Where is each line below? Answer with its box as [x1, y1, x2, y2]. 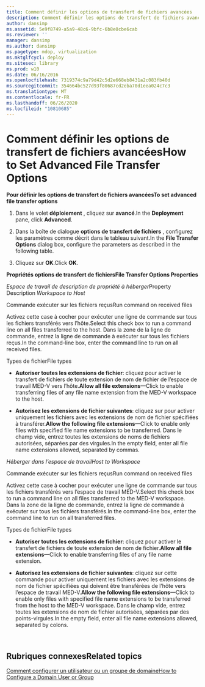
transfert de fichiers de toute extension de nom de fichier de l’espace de [15, 376, 197, 383]
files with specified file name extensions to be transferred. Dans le [15, 426, 182, 434]
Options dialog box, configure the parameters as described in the [15, 241, 181, 248]
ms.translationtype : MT [6, 89, 67, 95]
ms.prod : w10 [6, 65, 40, 72]
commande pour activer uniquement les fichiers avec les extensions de [15, 576, 195, 583]
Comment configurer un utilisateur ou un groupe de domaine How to [6, 667, 177, 675]
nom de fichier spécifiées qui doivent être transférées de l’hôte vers [15, 582, 186, 590]
